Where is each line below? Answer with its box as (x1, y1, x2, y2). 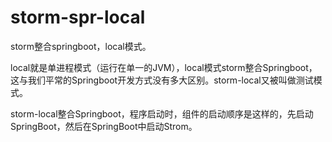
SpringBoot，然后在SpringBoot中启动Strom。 (10, 120, 198, 132)
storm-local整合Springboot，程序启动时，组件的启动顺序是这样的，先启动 (10, 107, 314, 120)
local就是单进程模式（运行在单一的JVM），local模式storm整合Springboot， (10, 61, 318, 73)
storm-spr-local (10, 6, 146, 29)
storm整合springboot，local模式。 (10, 40, 152, 52)
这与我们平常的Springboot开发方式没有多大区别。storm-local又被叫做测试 (10, 74, 314, 86)
